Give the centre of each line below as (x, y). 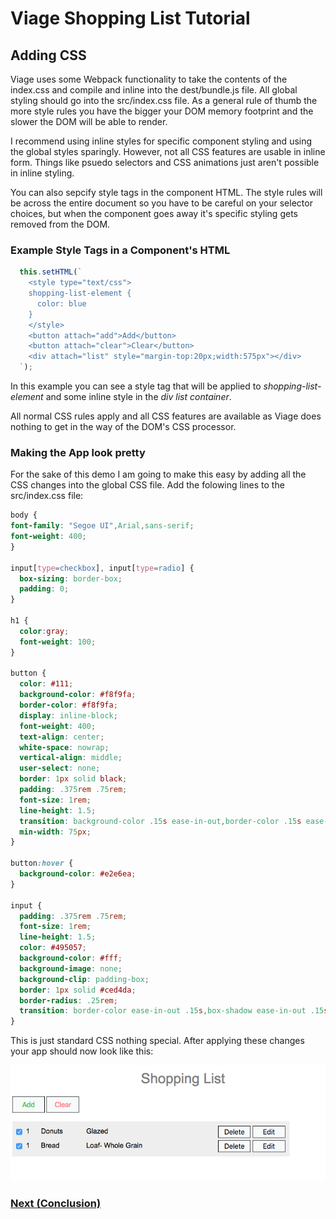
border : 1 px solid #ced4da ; (78, 990)
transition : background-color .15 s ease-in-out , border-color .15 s (160, 821)
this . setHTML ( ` (51, 272)
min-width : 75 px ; (55, 832)
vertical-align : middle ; (71, 758)
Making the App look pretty (78, 452)
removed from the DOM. (60, 224)
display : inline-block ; (68, 715)
